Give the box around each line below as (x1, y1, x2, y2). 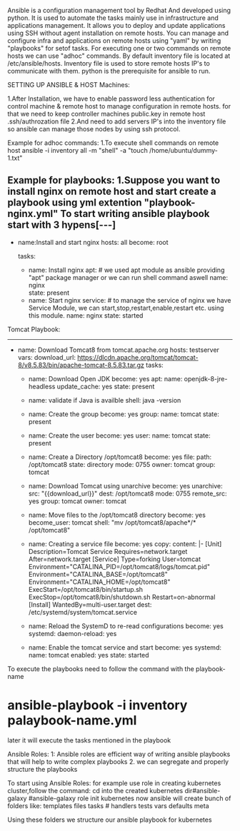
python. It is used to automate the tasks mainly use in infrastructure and (7, 14, 219, 22)
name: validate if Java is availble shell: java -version (28, 396, 181, 404)
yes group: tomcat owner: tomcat (28, 496, 127, 505)
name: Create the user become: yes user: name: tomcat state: (28, 431, 211, 440)
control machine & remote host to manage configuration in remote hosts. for (7, 102, 231, 110)
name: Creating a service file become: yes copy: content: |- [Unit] (28, 539, 222, 548)
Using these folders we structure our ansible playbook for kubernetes (7, 815, 212, 824)
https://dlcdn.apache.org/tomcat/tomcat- (77, 353, 199, 361)
